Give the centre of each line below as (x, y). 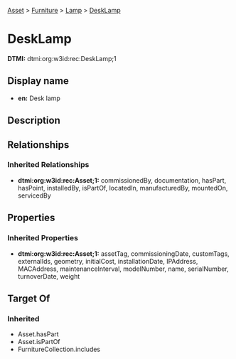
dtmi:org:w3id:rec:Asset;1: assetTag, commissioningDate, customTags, (123, 253)
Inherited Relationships (48, 165)
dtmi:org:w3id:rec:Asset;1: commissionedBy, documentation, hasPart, (122, 180)
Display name (38, 81)
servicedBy (34, 195)
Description (34, 120)
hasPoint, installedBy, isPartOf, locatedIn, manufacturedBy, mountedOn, (123, 188)
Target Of (29, 298)
